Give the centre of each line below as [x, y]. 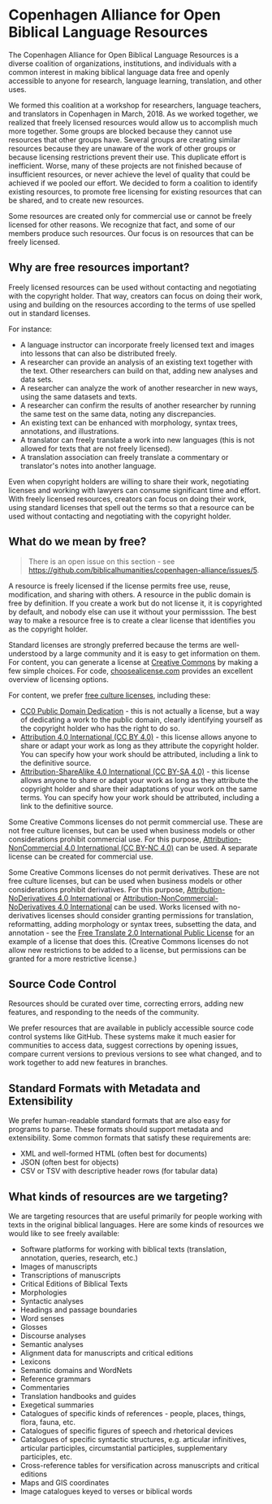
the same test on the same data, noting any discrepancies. [118, 413]
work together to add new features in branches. [88, 1063]
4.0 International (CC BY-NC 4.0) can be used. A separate [161, 847]
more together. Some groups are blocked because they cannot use [121, 131]
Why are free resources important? [99, 267]
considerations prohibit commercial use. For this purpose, [105, 839]
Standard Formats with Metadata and [104, 1088]
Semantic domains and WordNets [76, 1370]
